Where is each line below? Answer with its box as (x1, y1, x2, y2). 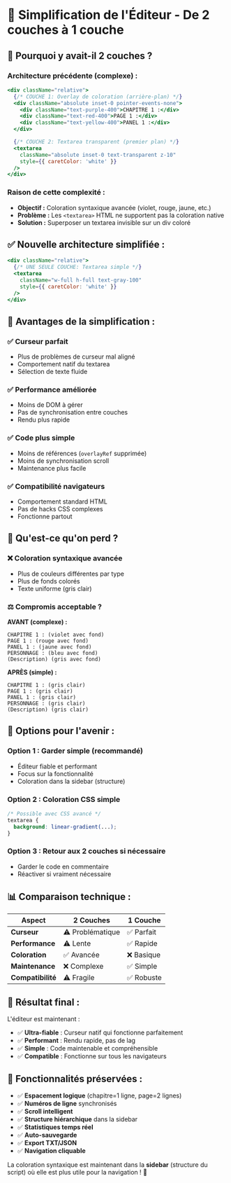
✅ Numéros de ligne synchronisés (17, 1100, 117, 1108)
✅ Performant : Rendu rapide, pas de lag (17, 1037, 136, 1045)
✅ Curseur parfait (7, 336, 68, 346)
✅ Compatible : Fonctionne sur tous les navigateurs (17, 1052, 167, 1060)
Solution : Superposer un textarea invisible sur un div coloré (17, 218, 191, 227)
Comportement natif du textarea (17, 360, 110, 368)
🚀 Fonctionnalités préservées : (7, 1072, 143, 1085)
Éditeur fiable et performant (17, 762, 98, 770)
